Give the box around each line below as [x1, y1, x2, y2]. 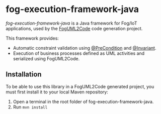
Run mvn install [13, 104, 48, 110]
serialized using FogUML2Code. [13, 55, 80, 61]
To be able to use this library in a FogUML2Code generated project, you [6, 83, 154, 89]
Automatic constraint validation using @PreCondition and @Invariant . [13, 45, 156, 51]
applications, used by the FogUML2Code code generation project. [6, 25, 143, 31]
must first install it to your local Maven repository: [6, 89, 109, 95]
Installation [6, 70, 42, 79]
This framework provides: [6, 35, 59, 41]
